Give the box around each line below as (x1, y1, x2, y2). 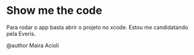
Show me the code (6, 4, 102, 18)
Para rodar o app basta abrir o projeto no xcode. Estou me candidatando (6, 24, 189, 31)
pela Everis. (6, 30, 36, 37)
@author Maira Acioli (6, 42, 59, 49)
